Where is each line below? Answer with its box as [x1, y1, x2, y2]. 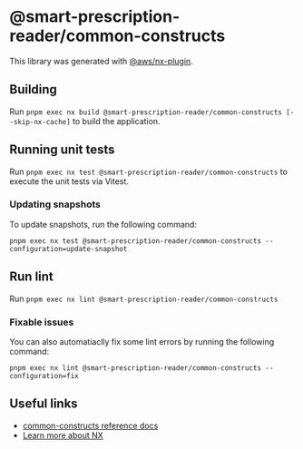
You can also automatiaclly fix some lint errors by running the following [9, 336, 275, 347]
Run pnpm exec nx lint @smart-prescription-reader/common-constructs [9, 293, 279, 304]
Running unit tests [9, 142, 115, 158]
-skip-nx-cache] [9, 117, 71, 126]
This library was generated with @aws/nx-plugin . [9, 55, 193, 66]
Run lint [9, 269, 54, 285]
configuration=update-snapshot [9, 244, 128, 253]
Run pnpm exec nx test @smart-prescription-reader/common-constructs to [9, 166, 288, 177]
